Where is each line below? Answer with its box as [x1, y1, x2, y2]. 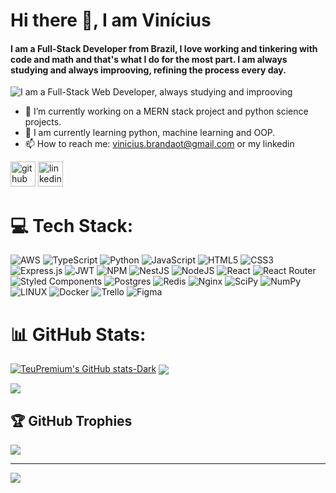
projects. [24, 116, 62, 128]
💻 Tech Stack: [10, 214, 134, 237]
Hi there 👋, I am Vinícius [10, 9, 212, 32]
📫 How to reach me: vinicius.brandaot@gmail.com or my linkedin [24, 138, 295, 150]
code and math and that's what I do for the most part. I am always [10, 53, 288, 65]
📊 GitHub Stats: [10, 323, 147, 346]
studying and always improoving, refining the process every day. [10, 64, 287, 76]
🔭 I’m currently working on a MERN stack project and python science [24, 105, 309, 118]
